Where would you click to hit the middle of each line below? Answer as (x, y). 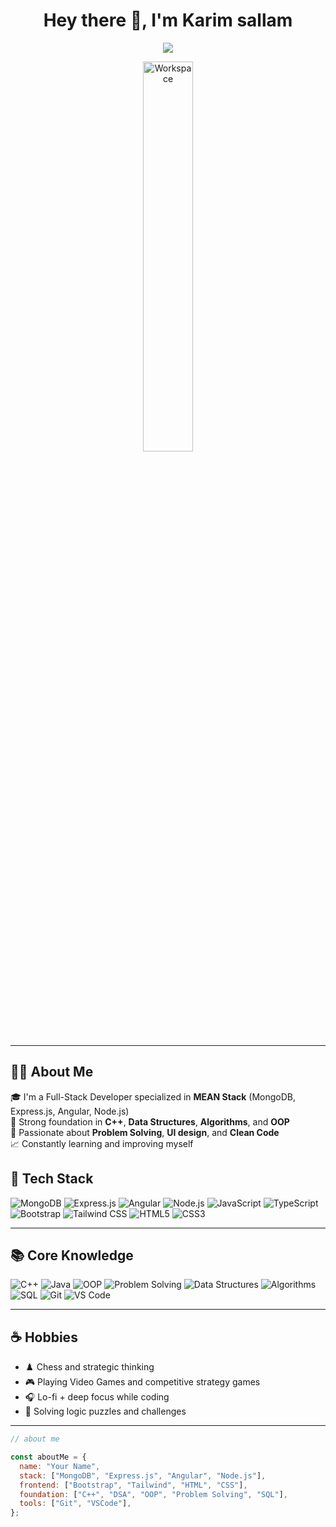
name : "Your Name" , (60, 1466)
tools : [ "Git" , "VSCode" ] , (75, 1504)
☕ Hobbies (44, 1337)
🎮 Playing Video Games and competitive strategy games (142, 1382)
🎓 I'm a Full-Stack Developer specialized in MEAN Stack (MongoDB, (153, 1096)
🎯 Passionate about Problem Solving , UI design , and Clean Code (145, 1132)
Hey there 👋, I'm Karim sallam (168, 20)
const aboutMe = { (48, 1457)
